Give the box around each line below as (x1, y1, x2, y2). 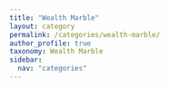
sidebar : (9, 55, 43, 64)
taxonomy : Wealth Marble (9, 47, 104, 56)
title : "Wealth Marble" (9, 13, 100, 23)
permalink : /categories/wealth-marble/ (9, 30, 161, 39)
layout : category (9, 22, 75, 31)
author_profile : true (9, 38, 92, 48)
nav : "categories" (17, 64, 88, 73)
